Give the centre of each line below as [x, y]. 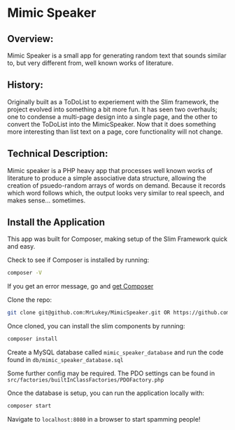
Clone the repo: [30, 300]
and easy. [21, 247]
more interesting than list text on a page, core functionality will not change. [115, 132]
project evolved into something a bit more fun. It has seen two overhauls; [113, 109]
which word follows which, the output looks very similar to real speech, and [116, 193]
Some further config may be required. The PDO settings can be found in [111, 373]
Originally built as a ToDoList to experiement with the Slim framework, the [113, 102]
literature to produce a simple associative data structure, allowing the [107, 178]
